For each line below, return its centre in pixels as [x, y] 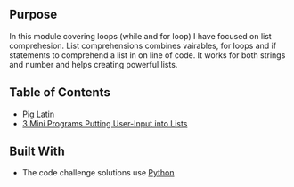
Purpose [33, 15]
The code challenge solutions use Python [98, 173]
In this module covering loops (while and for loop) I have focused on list [140, 36]
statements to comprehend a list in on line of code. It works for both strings [147, 55]
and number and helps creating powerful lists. [94, 64]
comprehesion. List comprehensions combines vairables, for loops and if [143, 45]
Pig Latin [38, 114]
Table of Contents [60, 93]
